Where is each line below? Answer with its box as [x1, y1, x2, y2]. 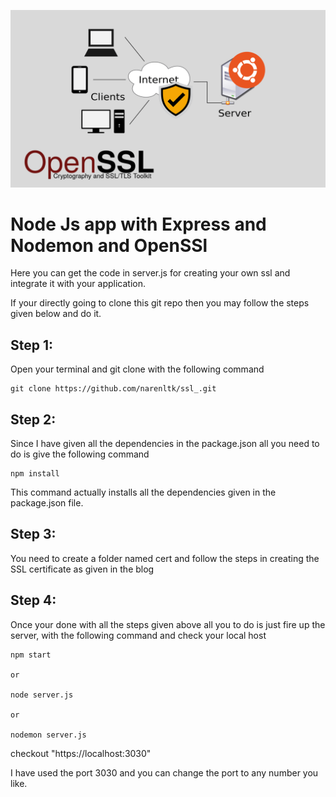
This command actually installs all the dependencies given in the [10, 486, 277, 499]
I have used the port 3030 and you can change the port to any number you [10, 766, 319, 779]
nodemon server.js [10, 730, 87, 740]
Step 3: [10, 526, 57, 543]
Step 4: [10, 592, 57, 609]
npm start [10, 650, 52, 660]
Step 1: [10, 336, 54, 354]
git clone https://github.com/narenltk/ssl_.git [10, 384, 217, 394]
